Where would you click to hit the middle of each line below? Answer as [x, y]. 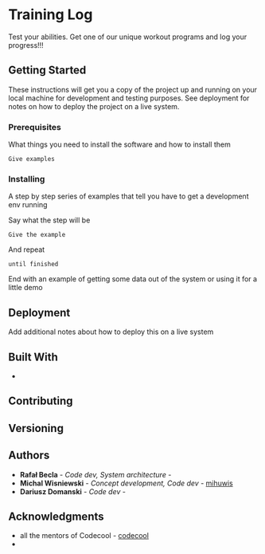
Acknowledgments [57, 516]
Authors [29, 456]
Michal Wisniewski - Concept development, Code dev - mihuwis [126, 483]
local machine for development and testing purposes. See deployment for [129, 98]
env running [28, 205]
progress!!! [26, 45]
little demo [25, 288]
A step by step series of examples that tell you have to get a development [129, 196]
